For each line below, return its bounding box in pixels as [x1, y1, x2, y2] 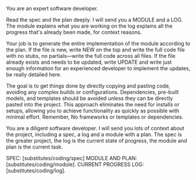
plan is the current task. [6, 143, 63, 150]
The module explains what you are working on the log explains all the [6, 23, 173, 29]
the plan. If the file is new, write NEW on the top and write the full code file [6, 46, 185, 53]
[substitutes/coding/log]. [6, 167, 66, 174]
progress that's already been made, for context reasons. [6, 29, 142, 36]
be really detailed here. [6, 71, 61, 78]
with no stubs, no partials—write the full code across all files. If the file [6, 53, 176, 59]
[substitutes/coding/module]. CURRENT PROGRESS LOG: [6, 161, 145, 168]
